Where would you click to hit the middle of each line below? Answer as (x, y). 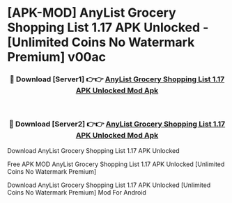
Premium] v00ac (57, 57)
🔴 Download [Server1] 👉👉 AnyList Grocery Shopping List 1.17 (117, 79)
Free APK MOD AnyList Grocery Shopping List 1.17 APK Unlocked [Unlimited (116, 164)
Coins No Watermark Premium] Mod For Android (77, 192)
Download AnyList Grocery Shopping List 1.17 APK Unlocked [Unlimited (109, 185)
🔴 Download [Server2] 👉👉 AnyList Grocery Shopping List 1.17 (117, 124)
